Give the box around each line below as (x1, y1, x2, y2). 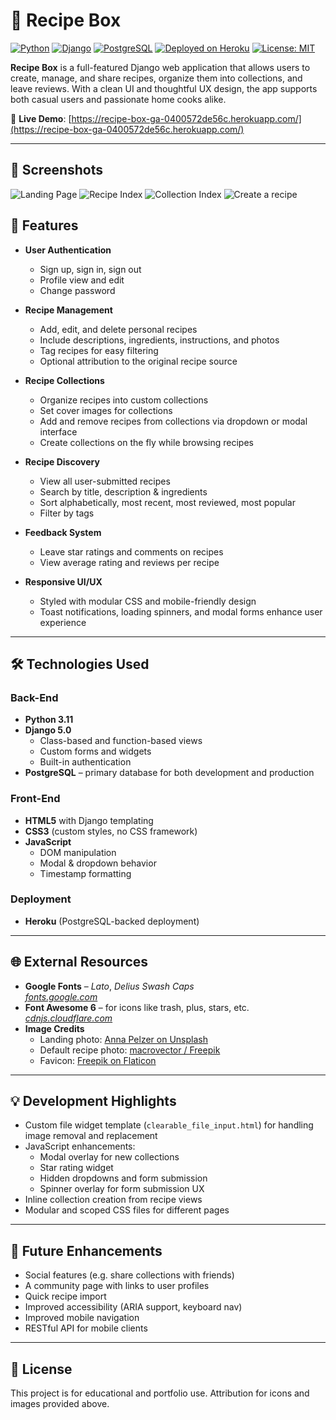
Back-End (10, 690, 59, 704)
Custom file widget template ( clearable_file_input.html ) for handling (24, 1119, 314, 1131)
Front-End (10, 792, 61, 806)
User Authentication (24, 244, 112, 256)
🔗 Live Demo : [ (10, 112, 72, 124)
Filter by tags (39, 507, 95, 519)
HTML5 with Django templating (24, 814, 154, 826)
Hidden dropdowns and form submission (39, 1172, 208, 1184)
